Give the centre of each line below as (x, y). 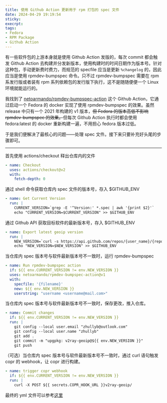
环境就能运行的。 (23, 88)
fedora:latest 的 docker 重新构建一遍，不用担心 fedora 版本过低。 (72, 124)
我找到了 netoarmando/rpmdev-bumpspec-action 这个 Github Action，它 (80, 99)
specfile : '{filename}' (39, 284)
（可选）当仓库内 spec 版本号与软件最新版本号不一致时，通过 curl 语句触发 (82, 355)
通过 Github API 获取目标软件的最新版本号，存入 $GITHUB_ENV (70, 223)
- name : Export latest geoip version (44, 232)
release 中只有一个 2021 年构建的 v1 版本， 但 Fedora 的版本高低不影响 (77, 111)
